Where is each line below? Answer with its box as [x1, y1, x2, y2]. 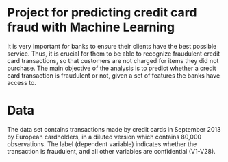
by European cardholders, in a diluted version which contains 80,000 [7, 132, 202, 141]
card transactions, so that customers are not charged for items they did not [7, 56, 219, 65]
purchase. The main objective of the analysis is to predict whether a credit [7, 64, 217, 72]
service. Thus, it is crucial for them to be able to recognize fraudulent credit [7, 49, 220, 58]
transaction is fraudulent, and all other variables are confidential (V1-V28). [7, 147, 216, 155]
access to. [7, 78, 36, 86]
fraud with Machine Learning [7, 19, 175, 35]
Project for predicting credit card [7, 5, 197, 21]
